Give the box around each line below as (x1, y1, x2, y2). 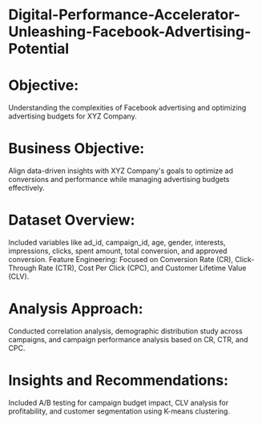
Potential (8, 40, 70, 58)
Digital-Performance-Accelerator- (8, 6, 240, 24)
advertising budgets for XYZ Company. (8, 111, 138, 121)
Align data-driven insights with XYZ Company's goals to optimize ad (8, 166, 234, 176)
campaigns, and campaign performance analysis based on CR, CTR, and (8, 334, 248, 344)
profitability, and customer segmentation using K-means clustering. (8, 406, 231, 416)
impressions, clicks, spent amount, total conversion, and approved (8, 246, 228, 256)
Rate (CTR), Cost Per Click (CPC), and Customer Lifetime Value (38, 263, 247, 273)
